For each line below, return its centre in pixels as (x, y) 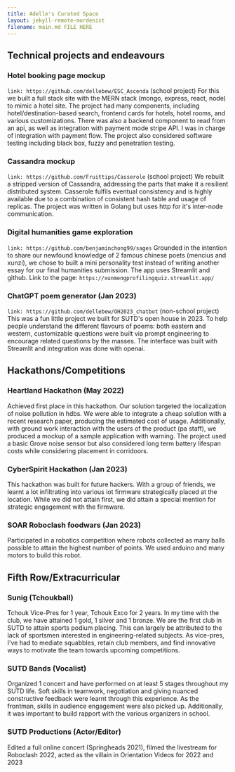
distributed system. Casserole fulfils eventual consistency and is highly (110, 191)
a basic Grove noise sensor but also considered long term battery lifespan (114, 443)
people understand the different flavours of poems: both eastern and (107, 326)
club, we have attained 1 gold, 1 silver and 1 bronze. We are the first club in (115, 620)
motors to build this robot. (45, 555)
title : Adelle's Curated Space (53, 14)
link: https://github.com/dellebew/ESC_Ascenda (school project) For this (113, 91)
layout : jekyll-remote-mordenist (56, 20)
